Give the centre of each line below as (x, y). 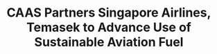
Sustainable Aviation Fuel (109, 42)
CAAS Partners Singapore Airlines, (109, 13)
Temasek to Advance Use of (109, 27)
